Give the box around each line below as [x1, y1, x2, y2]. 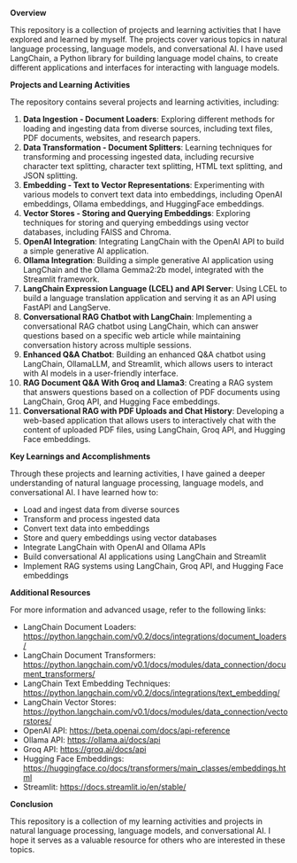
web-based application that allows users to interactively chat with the [22, 416, 277, 425]
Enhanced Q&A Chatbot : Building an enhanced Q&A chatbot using [22, 349, 266, 360]
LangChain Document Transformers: [22, 650, 156, 660]
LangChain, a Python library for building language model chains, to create [10, 53, 278, 63]
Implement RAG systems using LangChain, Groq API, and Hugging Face [22, 561, 284, 571]
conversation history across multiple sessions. [22, 340, 193, 350]
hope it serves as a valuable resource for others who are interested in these [10, 835, 286, 845]
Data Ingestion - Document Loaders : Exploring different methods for [22, 114, 275, 124]
